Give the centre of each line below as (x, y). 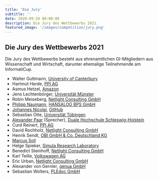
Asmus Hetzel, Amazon (35, 89)
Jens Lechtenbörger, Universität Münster (53, 94)
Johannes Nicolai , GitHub (37, 109)
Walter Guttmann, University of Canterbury (55, 79)
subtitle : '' (18, 14)
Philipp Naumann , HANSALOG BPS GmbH (54, 104)
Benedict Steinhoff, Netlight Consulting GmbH (58, 150)
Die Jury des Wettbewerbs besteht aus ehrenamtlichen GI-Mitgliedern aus (79, 59)
